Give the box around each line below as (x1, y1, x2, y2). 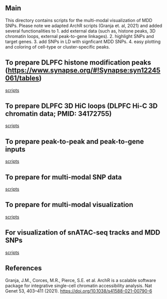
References (5, 264, 42, 272)
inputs (5, 145, 26, 153)
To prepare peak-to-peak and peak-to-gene (5, 137, 144, 145)
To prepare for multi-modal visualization (5, 200, 133, 209)
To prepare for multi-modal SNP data (5, 172, 122, 181)
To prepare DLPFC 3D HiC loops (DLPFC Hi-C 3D (5, 102, 158, 110)
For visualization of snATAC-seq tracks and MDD (5, 228, 160, 237)
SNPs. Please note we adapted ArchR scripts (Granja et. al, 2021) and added (5, 22, 162, 28)
